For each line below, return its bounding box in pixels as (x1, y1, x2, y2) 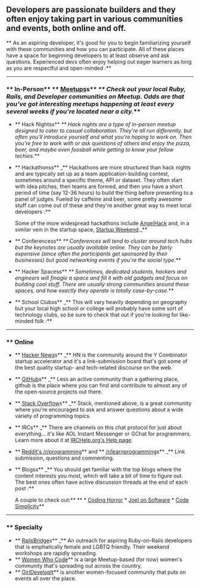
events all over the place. (14, 574, 77, 582)
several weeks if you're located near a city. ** (6, 107, 141, 115)
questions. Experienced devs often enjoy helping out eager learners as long (6, 58, 192, 65)
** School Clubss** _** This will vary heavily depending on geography (14, 299, 187, 306)
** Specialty (6, 523, 43, 531)
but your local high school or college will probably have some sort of (14, 305, 183, 312)
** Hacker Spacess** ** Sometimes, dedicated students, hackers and (14, 268, 187, 276)
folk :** (35, 318, 52, 325)
